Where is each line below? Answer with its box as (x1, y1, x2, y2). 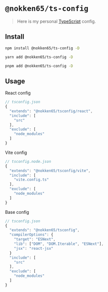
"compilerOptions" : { (9, 233, 54, 237)
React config (5, 90, 31, 96)
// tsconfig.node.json (5, 159, 51, 164)
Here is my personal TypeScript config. (17, 18, 96, 24)
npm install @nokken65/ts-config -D (5, 46, 80, 51)
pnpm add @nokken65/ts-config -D (5, 63, 73, 68)
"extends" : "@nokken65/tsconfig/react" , (9, 109, 93, 114)
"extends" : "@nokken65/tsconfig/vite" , (9, 168, 91, 173)
